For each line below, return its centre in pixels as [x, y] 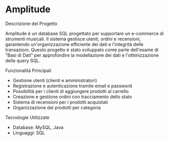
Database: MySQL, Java [38, 127]
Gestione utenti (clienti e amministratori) [55, 80]
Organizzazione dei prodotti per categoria [57, 107]
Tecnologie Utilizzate [27, 117]
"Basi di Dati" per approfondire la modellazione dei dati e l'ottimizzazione [82, 55]
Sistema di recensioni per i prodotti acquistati [60, 102]
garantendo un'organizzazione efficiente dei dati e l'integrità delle [75, 44]
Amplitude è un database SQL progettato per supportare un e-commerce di [85, 33]
